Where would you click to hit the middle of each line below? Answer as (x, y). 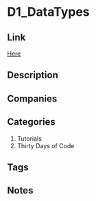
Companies (32, 98)
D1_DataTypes (49, 12)
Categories (32, 122)
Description (33, 75)
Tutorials (29, 139)
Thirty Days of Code (46, 145)
